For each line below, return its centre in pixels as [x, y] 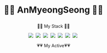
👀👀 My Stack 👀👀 [53, 26]
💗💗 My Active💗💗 [53, 46]
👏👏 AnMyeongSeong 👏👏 [53, 10]
